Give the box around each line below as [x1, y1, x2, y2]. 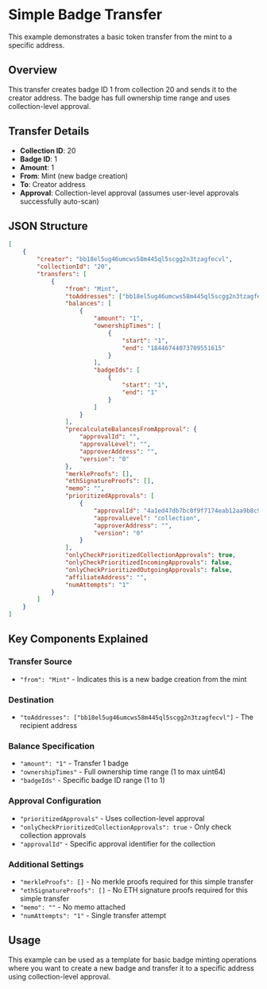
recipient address [19, 720, 78, 730]
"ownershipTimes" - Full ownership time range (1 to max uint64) [19, 767, 226, 777]
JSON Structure [8, 219, 88, 232]
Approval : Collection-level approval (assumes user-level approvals [19, 188, 239, 197]
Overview [8, 64, 58, 77]
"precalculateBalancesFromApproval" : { [64, 426, 197, 434]
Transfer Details [8, 125, 90, 138]
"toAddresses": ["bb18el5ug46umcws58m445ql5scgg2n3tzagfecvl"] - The [19, 712, 254, 722]
